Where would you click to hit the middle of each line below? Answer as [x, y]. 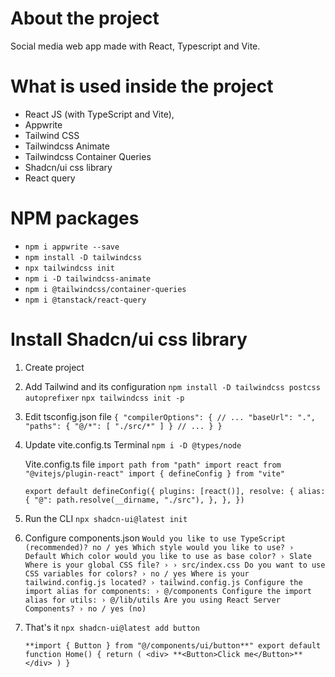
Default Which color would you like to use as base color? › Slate [168, 556]
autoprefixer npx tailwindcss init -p [104, 398]
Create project [54, 367]
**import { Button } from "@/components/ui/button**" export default [173, 645]
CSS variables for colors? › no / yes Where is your [137, 573]
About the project [85, 18]
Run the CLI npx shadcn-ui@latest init [106, 518]
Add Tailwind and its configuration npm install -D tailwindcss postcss [172, 386]
